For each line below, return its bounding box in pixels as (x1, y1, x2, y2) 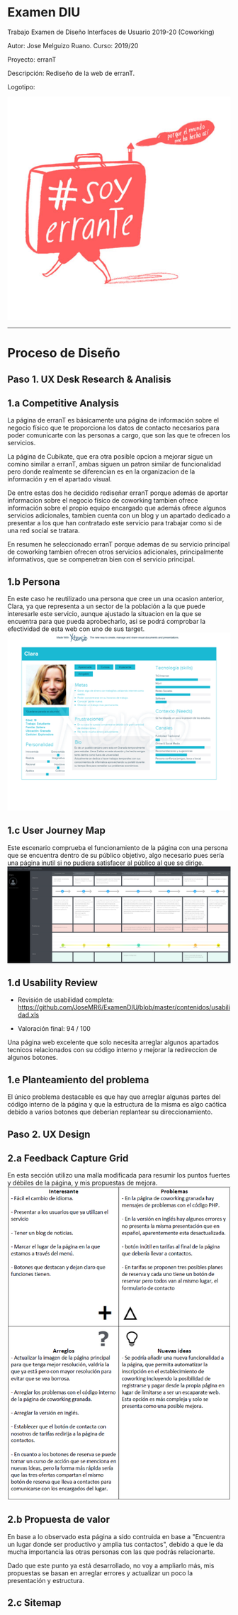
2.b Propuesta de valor (7, 1514, 110, 1526)
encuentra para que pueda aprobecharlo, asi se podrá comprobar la (7, 617, 206, 626)
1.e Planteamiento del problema (7, 1073, 149, 1085)
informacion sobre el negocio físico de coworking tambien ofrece (7, 496, 198, 505)
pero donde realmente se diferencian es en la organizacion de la (7, 467, 195, 476)
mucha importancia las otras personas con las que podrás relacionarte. (7, 1547, 215, 1556)
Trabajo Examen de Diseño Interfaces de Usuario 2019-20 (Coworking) (7, 28, 215, 36)
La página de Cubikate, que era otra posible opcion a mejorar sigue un (7, 452, 213, 461)
